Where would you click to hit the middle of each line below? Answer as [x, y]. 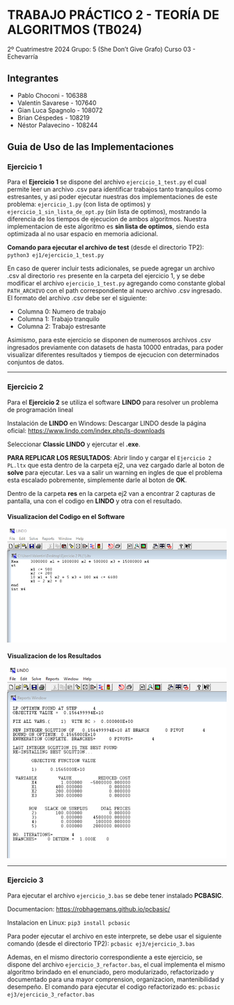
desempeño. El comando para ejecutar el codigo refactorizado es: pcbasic [114, 986]
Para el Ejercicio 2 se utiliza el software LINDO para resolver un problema [113, 402]
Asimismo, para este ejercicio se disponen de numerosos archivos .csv [109, 340]
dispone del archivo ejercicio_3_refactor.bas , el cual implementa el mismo [116, 964]
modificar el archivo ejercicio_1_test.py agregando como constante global [116, 284]
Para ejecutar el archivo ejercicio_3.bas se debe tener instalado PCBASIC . [116, 895]
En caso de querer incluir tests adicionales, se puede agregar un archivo [111, 268]
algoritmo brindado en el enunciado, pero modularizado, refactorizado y [111, 971]
